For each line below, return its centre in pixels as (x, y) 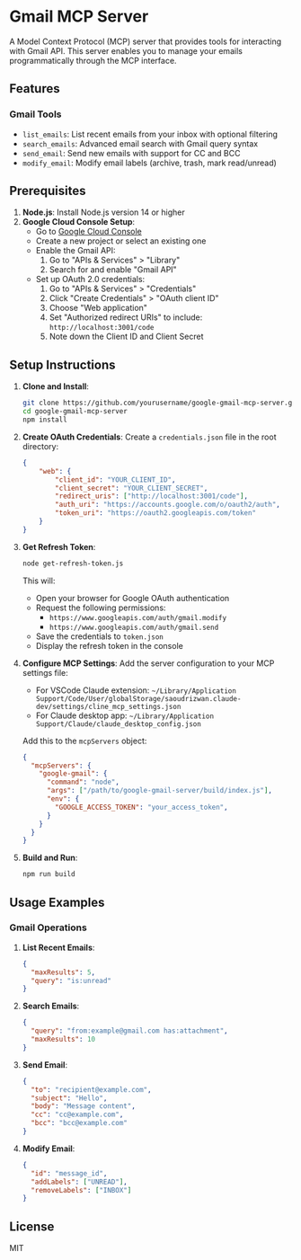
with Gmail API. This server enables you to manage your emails (126, 50)
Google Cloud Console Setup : (79, 222)
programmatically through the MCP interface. (93, 60)
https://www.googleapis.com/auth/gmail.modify (138, 617)
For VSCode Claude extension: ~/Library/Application (136, 690)
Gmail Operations (48, 927)
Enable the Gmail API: (75, 251)
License (32, 1226)
